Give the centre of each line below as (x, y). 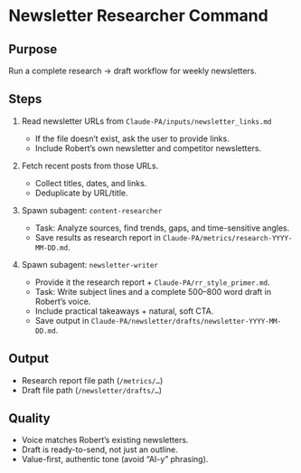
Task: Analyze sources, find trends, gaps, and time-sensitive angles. (162, 228)
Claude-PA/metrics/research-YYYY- (228, 238)
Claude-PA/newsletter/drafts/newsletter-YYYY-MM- (186, 321)
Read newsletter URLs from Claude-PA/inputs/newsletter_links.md (146, 121)
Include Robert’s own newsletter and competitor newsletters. (148, 148)
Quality (29, 418)
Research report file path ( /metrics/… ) (92, 380)
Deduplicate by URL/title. (81, 193)
